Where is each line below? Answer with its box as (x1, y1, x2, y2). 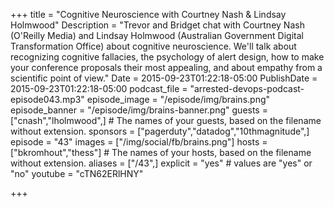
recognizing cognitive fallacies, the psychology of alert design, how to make (10, 51, 325, 63)
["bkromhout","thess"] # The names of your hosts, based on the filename (10, 147, 312, 158)
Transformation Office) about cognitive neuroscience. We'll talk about (10, 40, 297, 52)
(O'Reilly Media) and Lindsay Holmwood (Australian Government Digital (10, 30, 304, 41)
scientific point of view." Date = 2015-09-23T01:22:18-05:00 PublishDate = (10, 72, 318, 84)
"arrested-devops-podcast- (189, 83, 305, 94)
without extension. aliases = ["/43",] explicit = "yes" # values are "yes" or (10, 157, 313, 169)
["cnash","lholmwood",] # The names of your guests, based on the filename (10, 115, 322, 126)
